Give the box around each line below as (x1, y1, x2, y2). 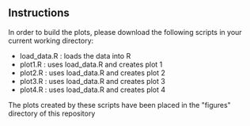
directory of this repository (8, 109, 96, 118)
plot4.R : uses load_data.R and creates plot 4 (19, 85, 166, 94)
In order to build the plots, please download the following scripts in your (8, 27, 243, 36)
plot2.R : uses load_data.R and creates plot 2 (19, 67, 166, 78)
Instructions (8, 6, 70, 20)
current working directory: (8, 36, 94, 45)
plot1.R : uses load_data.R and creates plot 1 (19, 59, 163, 69)
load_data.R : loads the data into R (19, 51, 131, 60)
